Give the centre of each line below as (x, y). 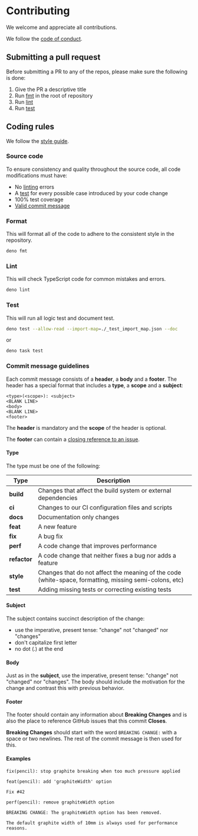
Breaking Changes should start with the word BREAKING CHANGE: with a (91, 733)
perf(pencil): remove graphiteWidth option (60, 802)
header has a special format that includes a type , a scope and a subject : (95, 385)
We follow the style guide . (38, 141)
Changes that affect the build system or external (105, 490)
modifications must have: (37, 175)
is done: (16, 77)
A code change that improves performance (98, 546)
